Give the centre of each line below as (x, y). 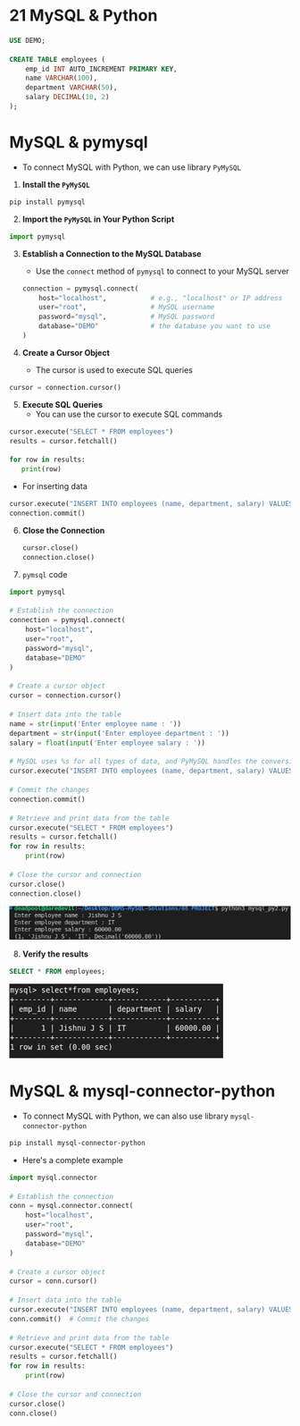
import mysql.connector (54, 1177)
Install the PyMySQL (56, 184)
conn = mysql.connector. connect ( (71, 1206)
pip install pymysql (48, 202)
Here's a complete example (72, 1160)
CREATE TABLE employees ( (57, 59)
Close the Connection (63, 530)
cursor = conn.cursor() (54, 1281)
